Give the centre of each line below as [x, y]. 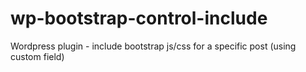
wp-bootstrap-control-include [139, 18]
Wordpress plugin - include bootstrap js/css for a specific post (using [153, 46]
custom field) [37, 56]
